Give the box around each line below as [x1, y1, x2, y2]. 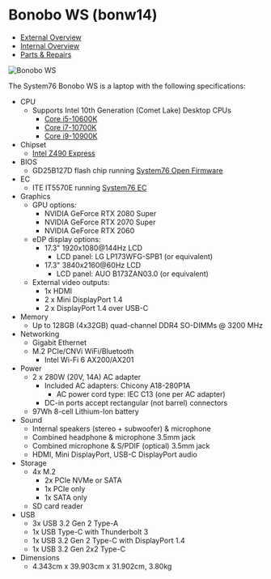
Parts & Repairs [19, 49, 72, 59]
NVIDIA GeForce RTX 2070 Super [44, 217, 156, 227]
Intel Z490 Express [32, 148, 95, 158]
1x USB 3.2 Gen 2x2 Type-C [32, 544, 126, 554]
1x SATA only [44, 492, 87, 502]
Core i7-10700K [44, 122, 97, 132]
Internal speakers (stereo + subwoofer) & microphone [32, 424, 212, 433]
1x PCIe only [44, 483, 86, 493]
